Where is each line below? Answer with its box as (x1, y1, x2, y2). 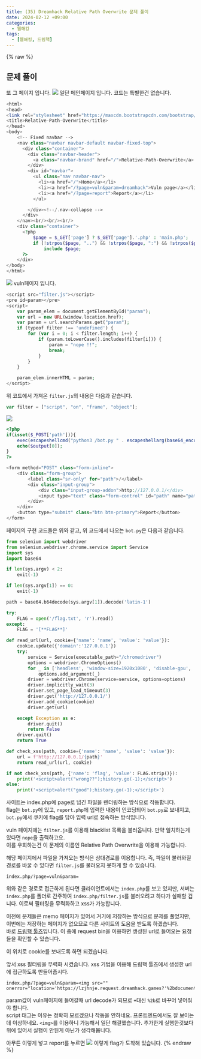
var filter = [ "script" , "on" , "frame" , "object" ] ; (6, 404, 138, 410)
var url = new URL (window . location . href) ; (17, 314, 124, 320)
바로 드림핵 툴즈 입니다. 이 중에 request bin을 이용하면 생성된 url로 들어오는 (6, 928, 181, 935)
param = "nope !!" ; (48, 341, 98, 348)
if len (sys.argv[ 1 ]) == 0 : (6, 583, 74, 589)
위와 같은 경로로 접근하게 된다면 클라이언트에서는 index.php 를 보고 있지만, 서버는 (6, 885, 195, 892)
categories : (6, 20, 36, 26)
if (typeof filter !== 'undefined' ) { (17, 325, 114, 331)
